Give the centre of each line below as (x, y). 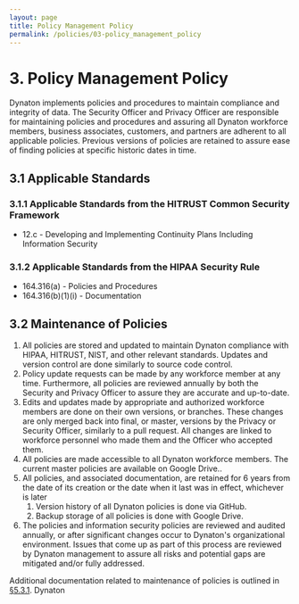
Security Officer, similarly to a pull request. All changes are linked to (147, 431)
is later (34, 497)
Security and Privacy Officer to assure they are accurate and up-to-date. (156, 393)
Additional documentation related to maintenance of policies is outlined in (144, 581)
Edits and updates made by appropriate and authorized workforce (143, 402)
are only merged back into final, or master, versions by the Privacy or (149, 421)
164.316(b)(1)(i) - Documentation (82, 296)
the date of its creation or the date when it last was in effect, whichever (153, 488)
